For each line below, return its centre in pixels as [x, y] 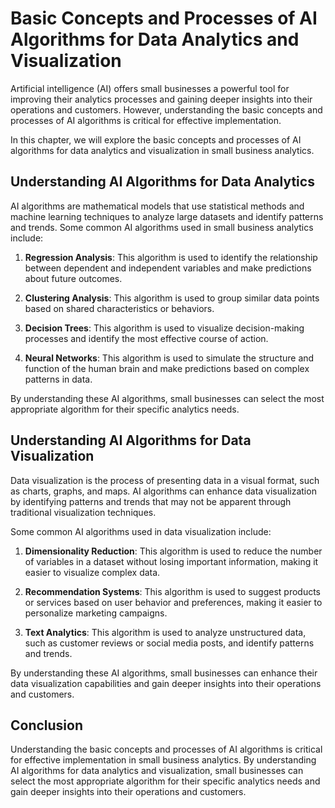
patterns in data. [58, 379]
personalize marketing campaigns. [96, 613]
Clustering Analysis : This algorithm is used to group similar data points [172, 298]
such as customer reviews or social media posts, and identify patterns [169, 643]
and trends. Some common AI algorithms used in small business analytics [162, 227]
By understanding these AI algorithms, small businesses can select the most [167, 398]
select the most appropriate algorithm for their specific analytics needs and [165, 781]
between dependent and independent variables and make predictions [168, 268]
